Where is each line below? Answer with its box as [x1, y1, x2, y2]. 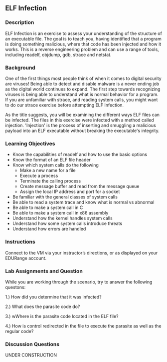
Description [5, 19, 34, 26]
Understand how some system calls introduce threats [12, 220, 123, 226]
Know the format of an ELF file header [12, 157, 91, 163]
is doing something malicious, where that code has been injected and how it [5, 41, 162, 47]
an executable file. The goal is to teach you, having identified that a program [5, 35, 162, 41]
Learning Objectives [5, 140, 56, 147]
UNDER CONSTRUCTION [5, 352, 57, 358]
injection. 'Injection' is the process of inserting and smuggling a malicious [5, 122, 156, 128]
